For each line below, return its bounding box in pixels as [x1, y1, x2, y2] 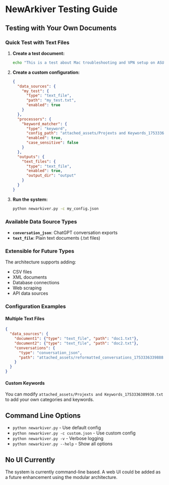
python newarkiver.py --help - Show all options [12, 441, 112, 447]
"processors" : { [17, 116, 51, 122]
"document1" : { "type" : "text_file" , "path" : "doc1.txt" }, [14, 336, 139, 341]
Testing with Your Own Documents [5, 24, 117, 32]
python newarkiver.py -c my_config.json [12, 206, 99, 211]
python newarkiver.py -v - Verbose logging [12, 435, 104, 442]
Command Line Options [5, 411, 81, 420]
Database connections [12, 280, 60, 286]
